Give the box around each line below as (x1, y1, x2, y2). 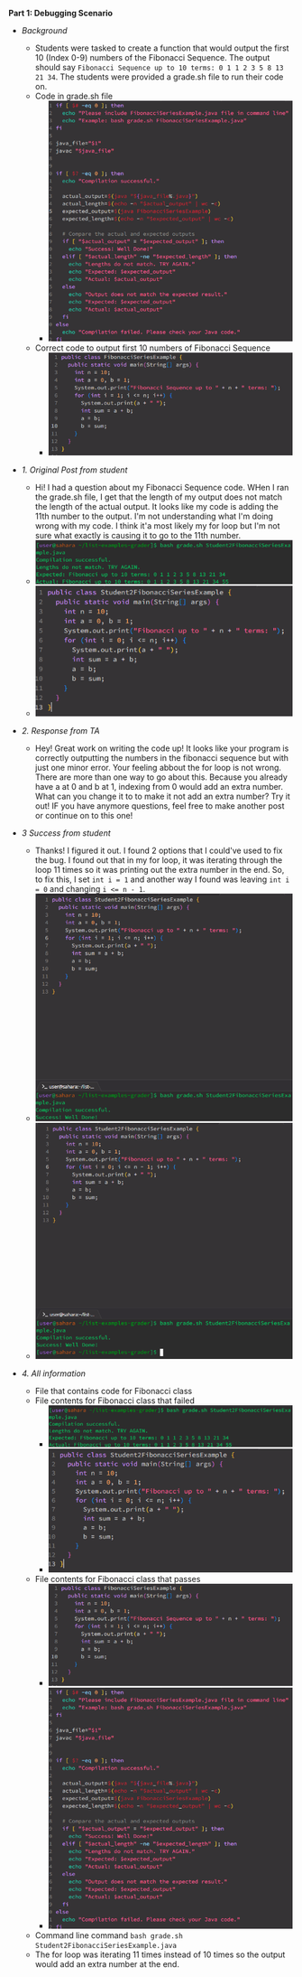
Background (21, 25, 69, 35)
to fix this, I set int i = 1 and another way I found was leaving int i (34, 874, 290, 885)
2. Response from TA (21, 726, 100, 736)
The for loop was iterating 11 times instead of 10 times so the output (34, 1949, 286, 1960)
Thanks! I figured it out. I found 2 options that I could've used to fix (34, 845, 283, 857)
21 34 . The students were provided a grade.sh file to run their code (34, 71, 284, 82)
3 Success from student (21, 828, 112, 839)
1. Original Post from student (21, 464, 128, 475)
